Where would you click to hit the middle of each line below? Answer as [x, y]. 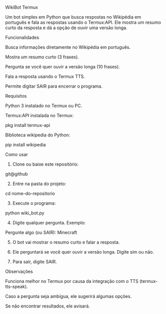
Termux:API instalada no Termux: [39, 115]
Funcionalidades [22, 37]
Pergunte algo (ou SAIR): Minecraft [41, 232]
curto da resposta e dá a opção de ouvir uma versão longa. [66, 28]
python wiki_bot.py [25, 213]
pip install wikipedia [26, 145]
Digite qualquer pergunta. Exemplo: [49, 223]
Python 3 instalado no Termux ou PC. [44, 106]
